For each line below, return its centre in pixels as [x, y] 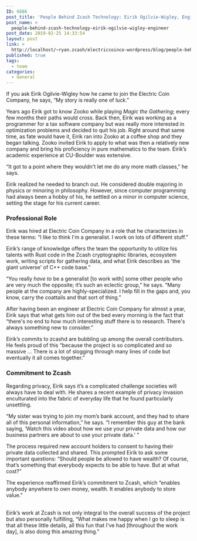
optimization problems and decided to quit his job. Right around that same [95, 131]
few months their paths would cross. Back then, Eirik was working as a [91, 118]
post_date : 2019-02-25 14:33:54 [45, 34]
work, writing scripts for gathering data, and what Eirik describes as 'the [93, 261]
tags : [13, 61]
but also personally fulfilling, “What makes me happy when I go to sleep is [95, 519]
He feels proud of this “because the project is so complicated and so [89, 345]
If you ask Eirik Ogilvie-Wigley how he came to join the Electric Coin [88, 94]
